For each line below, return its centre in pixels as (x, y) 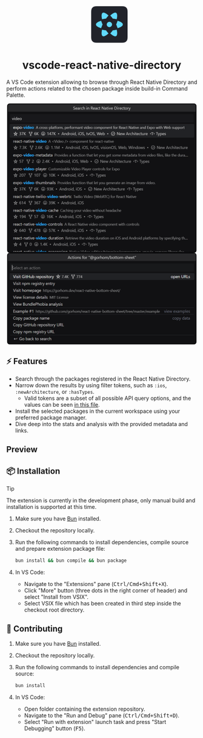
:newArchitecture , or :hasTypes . (55, 392)
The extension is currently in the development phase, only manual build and (101, 500)
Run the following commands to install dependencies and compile (97, 667)
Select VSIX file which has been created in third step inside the (103, 604)
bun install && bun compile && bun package (71, 561)
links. (22, 430)
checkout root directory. (54, 610)
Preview (22, 450)
